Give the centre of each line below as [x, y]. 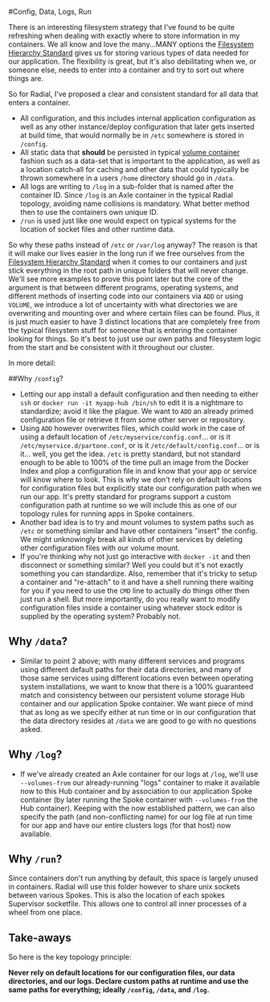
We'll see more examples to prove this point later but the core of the [121, 279]
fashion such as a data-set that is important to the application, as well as [140, 161]
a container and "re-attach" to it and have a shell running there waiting [137, 582]
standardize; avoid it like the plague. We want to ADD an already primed [137, 411]
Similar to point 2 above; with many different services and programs [132, 661]
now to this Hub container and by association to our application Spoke [136, 791]
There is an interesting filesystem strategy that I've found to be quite [122, 27]
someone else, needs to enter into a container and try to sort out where [127, 70]
